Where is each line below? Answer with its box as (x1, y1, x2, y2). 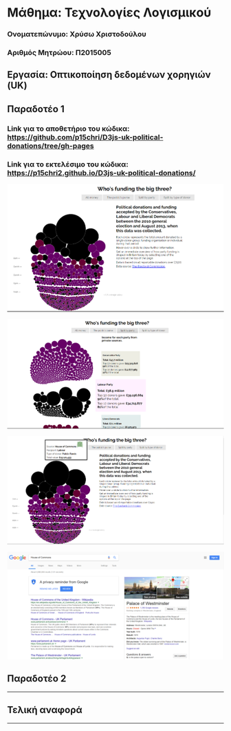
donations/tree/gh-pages (7, 141, 94, 151)
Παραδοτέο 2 (7, 673, 67, 685)
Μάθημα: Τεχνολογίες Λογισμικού (7, 5, 212, 21)
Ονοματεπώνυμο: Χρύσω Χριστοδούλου (7, 30, 146, 39)
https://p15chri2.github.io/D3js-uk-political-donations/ (7, 168, 196, 177)
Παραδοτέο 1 (7, 103, 65, 115)
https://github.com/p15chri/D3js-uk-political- (7, 132, 164, 142)
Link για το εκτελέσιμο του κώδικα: (7, 160, 129, 169)
